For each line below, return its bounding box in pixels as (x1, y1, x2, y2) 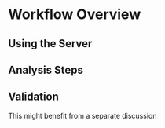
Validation (8, 90, 59, 104)
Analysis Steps (8, 63, 84, 76)
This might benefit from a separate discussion (8, 111, 157, 120)
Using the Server (8, 37, 93, 50)
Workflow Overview (8, 5, 141, 24)
